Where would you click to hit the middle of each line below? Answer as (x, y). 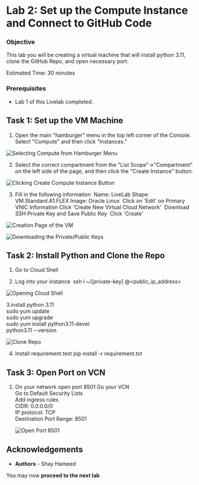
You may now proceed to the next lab (53, 475)
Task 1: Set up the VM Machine (65, 121)
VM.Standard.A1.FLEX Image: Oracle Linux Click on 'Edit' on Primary (100, 200)
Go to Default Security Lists (49, 393)
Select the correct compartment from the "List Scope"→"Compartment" (104, 164)
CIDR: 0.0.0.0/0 (34, 406)
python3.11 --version (31, 330)
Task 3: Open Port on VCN (56, 372)
